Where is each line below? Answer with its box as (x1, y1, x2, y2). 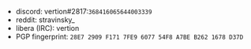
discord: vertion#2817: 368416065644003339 (15, 7, 152, 16)
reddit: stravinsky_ (15, 15, 75, 24)
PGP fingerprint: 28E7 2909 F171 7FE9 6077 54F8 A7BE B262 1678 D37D (15, 32, 244, 41)
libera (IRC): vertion (15, 24, 80, 32)
